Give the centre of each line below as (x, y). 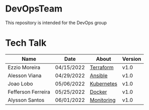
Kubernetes (103, 83)
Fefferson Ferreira (29, 92)
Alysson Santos (26, 100)
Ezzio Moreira (24, 67)
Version (132, 59)
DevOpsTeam (34, 9)
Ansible (99, 75)
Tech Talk (26, 43)
